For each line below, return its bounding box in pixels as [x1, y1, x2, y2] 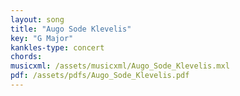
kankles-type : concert [10, 42, 105, 53]
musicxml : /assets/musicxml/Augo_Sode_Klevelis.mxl [10, 61, 230, 71]
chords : [10, 52, 43, 62]
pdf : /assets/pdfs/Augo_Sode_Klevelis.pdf [10, 71, 190, 81]
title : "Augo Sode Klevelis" [10, 24, 132, 34]
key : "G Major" [10, 33, 74, 43]
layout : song [10, 14, 65, 25]
